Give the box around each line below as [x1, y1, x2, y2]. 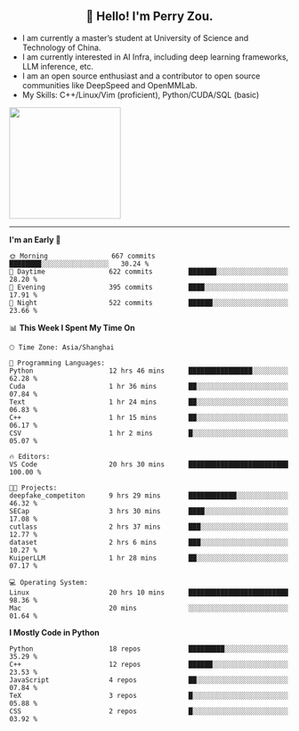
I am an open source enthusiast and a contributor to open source [21, 70, 261, 81]
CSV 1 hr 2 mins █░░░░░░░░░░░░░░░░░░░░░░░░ [9, 429, 289, 438]
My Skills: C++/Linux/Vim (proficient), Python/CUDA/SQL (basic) [21, 89, 260, 100]
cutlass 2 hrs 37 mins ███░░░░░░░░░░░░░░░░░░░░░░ [9, 522, 289, 531]
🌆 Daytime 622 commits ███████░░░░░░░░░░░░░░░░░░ [9, 267, 289, 276]
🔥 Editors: [9, 452, 51, 461]
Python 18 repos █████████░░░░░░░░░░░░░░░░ [9, 644, 289, 653]
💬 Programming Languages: [9, 358, 105, 367]
